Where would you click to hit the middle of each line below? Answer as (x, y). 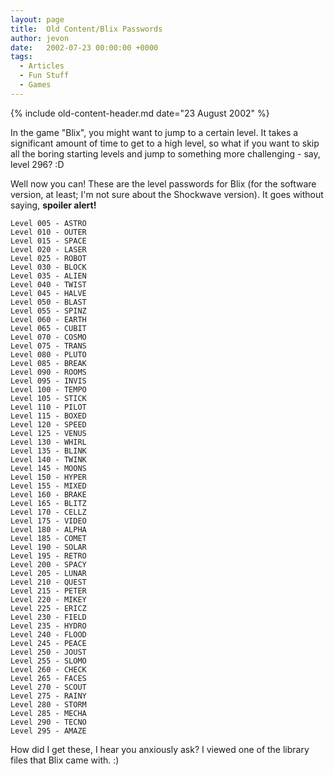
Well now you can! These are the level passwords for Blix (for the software (163, 183)
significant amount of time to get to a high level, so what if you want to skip (165, 143)
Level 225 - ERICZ (48, 608)
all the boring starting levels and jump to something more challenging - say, (165, 153)
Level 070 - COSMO (48, 337)
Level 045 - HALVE (48, 293)
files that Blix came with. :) (65, 760)
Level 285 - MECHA (48, 713)
